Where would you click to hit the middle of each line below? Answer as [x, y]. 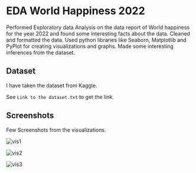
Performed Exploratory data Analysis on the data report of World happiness [98, 27]
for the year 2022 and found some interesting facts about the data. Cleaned [98, 33]
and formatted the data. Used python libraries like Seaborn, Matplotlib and [97, 40]
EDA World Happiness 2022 [76, 11]
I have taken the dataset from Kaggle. [52, 85]
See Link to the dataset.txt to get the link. [60, 97]
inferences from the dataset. [41, 52]
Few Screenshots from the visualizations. [56, 130]
